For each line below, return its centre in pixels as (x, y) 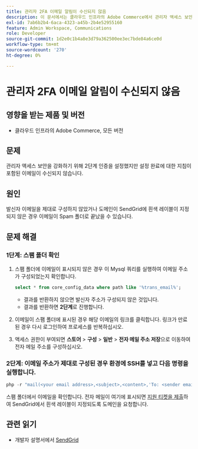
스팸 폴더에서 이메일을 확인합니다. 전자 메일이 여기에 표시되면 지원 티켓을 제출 (95, 397)
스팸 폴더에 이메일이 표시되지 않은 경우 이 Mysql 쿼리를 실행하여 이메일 (96, 269)
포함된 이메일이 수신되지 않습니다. (45, 173)
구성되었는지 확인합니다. (49, 276)
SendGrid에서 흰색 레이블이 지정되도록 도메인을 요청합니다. (80, 404)
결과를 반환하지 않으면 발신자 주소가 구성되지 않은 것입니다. (91, 299)
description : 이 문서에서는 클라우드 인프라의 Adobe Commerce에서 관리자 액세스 (94, 17)
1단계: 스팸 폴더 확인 (33, 255)
